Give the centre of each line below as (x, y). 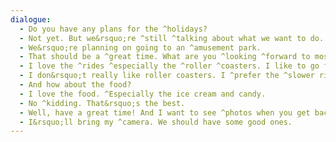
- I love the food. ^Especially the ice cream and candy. (143, 94)
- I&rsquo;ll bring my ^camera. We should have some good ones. (156, 122)
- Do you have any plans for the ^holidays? (113, 29)
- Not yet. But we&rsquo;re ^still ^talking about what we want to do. (172, 38)
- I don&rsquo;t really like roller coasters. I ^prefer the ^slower (167, 76)
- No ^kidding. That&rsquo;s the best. (102, 103)
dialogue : (31, 19)
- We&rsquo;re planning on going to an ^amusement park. (140, 47)
